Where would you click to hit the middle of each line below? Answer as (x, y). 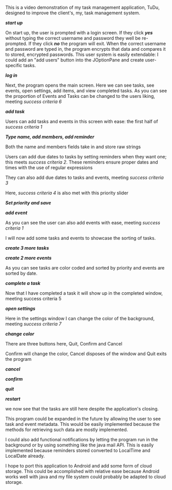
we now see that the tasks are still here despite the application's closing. (82, 409)
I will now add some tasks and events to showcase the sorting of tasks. (81, 238)
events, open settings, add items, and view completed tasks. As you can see (86, 91)
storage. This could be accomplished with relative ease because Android (82, 471)
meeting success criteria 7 (33, 324)
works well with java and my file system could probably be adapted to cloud (85, 477)
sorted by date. (21, 273)
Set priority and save (28, 203)
